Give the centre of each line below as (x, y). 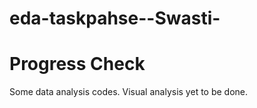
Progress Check (77, 64)
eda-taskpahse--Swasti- (115, 18)
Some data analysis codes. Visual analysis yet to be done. (129, 92)
